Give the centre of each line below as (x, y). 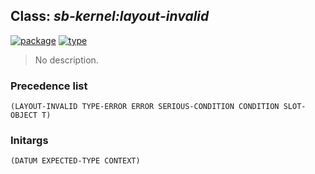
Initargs (29, 141)
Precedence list (49, 86)
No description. (66, 60)
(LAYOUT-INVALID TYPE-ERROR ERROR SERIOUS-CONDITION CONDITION (145, 107)
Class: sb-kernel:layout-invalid (110, 16)
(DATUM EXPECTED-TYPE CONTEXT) (75, 161)
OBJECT (24, 115)
